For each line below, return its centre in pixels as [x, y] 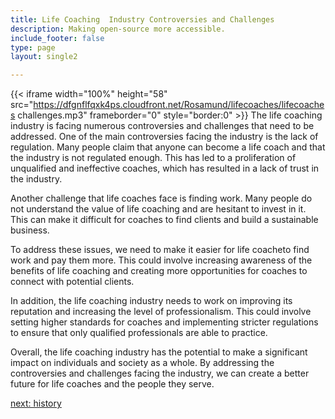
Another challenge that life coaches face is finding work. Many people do [161, 198]
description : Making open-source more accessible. [118, 29]
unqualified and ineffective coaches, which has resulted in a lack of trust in [165, 168]
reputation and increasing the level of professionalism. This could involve [161, 312]
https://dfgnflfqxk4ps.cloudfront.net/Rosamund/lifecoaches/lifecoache [179, 105]
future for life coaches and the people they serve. [112, 384]
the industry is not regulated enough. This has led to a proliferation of [153, 158]
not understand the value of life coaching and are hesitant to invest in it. [158, 209]
